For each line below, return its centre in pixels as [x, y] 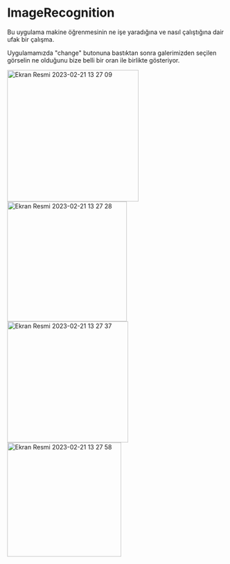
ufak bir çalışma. [31, 39]
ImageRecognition [61, 13]
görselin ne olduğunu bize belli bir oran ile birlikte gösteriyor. [94, 60]
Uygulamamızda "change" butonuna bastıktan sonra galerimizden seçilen [112, 53]
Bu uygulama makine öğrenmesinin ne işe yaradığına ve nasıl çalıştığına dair [115, 32]
